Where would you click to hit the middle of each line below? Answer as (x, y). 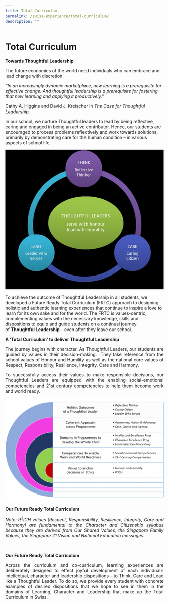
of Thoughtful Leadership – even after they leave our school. (69, 329)
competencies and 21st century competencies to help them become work (84, 386)
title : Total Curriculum (31, 11)
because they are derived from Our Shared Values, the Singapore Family (84, 530)
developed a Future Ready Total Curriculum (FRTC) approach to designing (82, 302)
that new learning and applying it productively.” (55, 96)
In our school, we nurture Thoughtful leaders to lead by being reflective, (80, 122)
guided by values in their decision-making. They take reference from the (84, 354)
